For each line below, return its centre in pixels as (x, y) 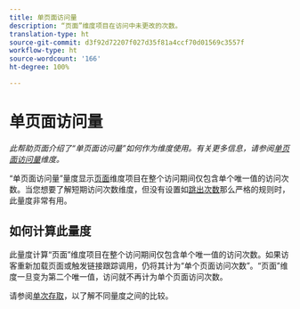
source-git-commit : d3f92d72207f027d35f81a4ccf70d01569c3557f (127, 42)
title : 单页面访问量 (43, 17)
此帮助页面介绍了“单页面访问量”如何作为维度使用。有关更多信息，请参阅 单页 (150, 148)
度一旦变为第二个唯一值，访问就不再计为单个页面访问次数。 (118, 276)
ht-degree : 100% (39, 68)
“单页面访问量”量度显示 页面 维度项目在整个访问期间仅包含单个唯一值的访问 (146, 178)
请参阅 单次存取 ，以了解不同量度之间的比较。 (91, 296)
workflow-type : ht (43, 51)
